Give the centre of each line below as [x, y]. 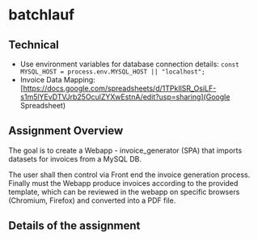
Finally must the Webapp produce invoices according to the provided [123, 183]
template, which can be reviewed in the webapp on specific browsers [124, 192]
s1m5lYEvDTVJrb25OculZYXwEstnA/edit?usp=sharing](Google [125, 97]
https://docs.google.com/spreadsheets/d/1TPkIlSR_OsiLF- [120, 88]
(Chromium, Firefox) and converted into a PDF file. [92, 200]
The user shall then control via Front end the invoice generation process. [129, 175]
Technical [34, 45]
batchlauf [42, 15]
